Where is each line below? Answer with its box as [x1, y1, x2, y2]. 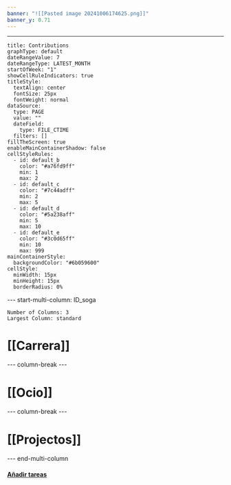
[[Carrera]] [7, 337, 70, 353]
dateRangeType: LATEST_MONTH [7, 60, 91, 67]
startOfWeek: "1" [7, 66, 57, 73]
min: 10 [19, 241, 41, 248]
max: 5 [19, 199, 38, 206]
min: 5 [19, 217, 38, 224]
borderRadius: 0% [13, 284, 63, 290]
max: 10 [19, 223, 41, 230]
